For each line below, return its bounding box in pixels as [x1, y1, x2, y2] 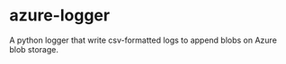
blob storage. [9, 44, 59, 54]
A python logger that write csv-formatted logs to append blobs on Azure [9, 35, 277, 45]
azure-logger [9, 5, 111, 26]
